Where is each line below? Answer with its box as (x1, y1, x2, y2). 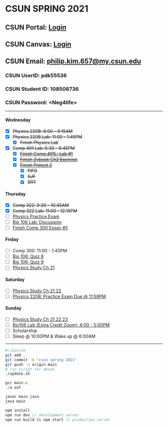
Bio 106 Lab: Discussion (12, 219, 62, 225)
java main (5, 398, 26, 404)
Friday (5, 236, 19, 242)
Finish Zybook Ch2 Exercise (19, 157, 78, 163)
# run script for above (5, 367, 55, 372)
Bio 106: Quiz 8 (12, 253, 44, 259)
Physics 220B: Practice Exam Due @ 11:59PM (12, 293, 106, 299)
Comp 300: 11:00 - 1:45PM (12, 248, 67, 254)
